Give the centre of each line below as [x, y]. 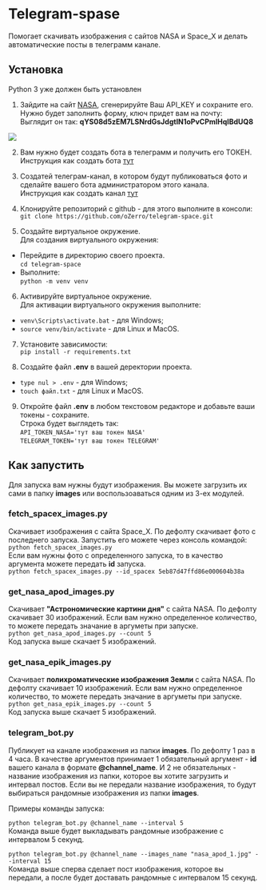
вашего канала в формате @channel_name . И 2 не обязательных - [123, 767]
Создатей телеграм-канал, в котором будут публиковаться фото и [133, 176]
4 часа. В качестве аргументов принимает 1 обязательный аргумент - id [133, 759]
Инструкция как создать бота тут [77, 160]
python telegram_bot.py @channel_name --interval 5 [96, 823]
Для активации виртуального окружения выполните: [110, 304]
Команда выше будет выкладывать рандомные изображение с [116, 831]
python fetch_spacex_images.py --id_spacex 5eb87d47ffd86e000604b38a [127, 571]
